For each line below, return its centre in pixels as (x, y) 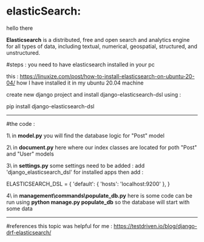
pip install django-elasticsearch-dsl (50, 106)
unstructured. (23, 52)
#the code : (21, 123)
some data (20, 209)
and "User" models (30, 154)
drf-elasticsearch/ (29, 232)
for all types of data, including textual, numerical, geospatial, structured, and (102, 46)
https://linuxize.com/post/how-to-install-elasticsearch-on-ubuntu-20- (107, 76)
